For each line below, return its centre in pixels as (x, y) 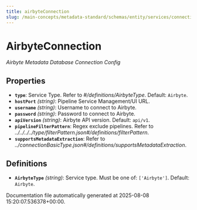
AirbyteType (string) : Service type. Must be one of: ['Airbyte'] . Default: (102, 178)
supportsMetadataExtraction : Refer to (60, 139)
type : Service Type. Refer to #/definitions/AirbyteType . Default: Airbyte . (101, 95)
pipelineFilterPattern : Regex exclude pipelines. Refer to (84, 126)
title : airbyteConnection (38, 11)
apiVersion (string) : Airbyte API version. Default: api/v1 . (82, 120)
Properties (26, 81)
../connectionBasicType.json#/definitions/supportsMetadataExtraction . (100, 145)
